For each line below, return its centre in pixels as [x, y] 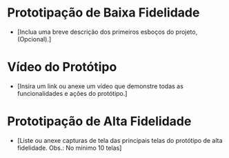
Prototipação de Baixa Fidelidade [103, 13]
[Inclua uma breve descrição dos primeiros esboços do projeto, [107, 32]
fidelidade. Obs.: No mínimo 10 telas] [69, 148]
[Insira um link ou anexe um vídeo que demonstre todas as [100, 86]
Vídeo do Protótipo [62, 67]
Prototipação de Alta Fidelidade [99, 121]
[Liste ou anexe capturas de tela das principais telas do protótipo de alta [120, 140]
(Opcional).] [34, 39]
